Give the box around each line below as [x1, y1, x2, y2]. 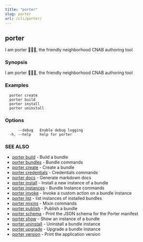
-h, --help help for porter [9, 132, 72, 137]
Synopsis [5, 59, 28, 66]
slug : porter [5, 12, 31, 16]
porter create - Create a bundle [12, 165, 75, 170]
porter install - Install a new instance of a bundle [12, 180, 109, 186]
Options [5, 117, 24, 123]
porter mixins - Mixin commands [12, 200, 77, 206]
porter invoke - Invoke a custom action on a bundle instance [12, 190, 132, 196]
